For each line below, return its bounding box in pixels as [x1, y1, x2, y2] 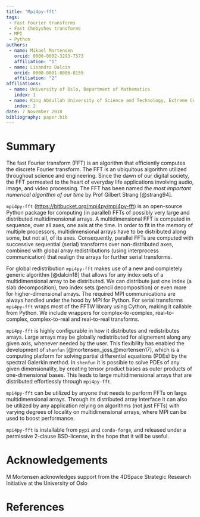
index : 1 [14, 92, 36, 98]
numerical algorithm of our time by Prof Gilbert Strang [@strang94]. [6, 191, 173, 199]
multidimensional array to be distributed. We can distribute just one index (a [6, 278, 192, 285]
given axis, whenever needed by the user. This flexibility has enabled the [6, 340, 185, 347]
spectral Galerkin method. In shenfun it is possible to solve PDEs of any [6, 359, 180, 366]
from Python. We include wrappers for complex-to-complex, [6, 309, 155, 317]
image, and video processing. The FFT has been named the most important [6, 185, 192, 192]
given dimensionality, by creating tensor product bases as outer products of [6, 365, 192, 373]
